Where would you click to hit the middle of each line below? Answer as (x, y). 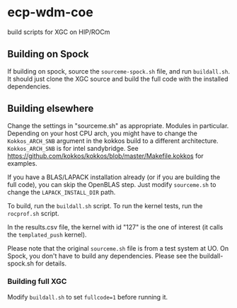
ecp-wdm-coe (50, 12)
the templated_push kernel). (47, 234)
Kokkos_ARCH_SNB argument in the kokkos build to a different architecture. (113, 141)
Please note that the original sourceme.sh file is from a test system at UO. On (118, 248)
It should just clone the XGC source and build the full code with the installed (118, 79)
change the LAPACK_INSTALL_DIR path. (62, 192)
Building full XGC (37, 282)
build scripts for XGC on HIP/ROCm (59, 32)
